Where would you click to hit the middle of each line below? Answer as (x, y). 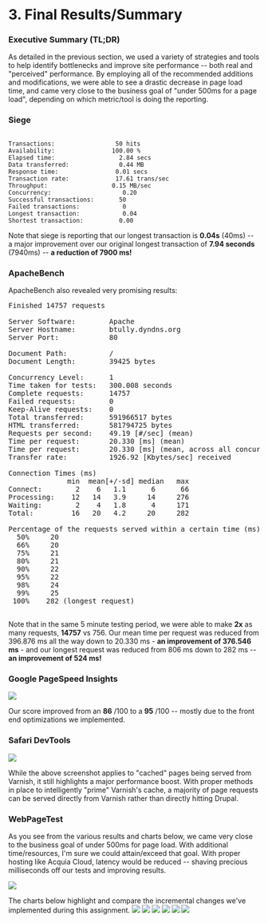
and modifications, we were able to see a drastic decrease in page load (126, 82)
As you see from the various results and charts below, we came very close (131, 836)
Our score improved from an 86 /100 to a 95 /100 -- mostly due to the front (132, 711)
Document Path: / (61, 354)
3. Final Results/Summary (95, 15)
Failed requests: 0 (61, 402)
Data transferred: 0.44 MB (77, 164)
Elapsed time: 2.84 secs (80, 157)
